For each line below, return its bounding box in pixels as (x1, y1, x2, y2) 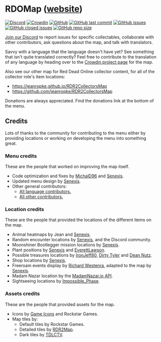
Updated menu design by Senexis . (12, 178, 81, 184)
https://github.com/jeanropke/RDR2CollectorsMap (12, 88, 113, 94)
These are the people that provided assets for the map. (5, 301, 115, 307)
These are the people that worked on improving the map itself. (5, 164, 129, 170)
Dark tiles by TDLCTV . (19, 331, 64, 337)
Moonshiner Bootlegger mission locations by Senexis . (12, 242, 120, 248)
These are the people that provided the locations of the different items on (5, 217, 152, 223)
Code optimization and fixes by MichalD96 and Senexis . (12, 173, 124, 179)
